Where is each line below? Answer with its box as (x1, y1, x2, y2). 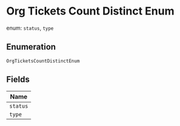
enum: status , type (6, 24, 54, 31)
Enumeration (6, 42, 56, 52)
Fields (6, 75, 30, 85)
